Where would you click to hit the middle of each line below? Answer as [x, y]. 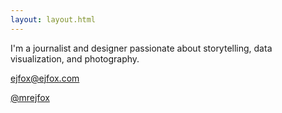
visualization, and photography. [75, 58]
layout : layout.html [53, 19]
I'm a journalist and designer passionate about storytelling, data [141, 48]
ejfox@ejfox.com [45, 78]
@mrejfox [30, 97]
